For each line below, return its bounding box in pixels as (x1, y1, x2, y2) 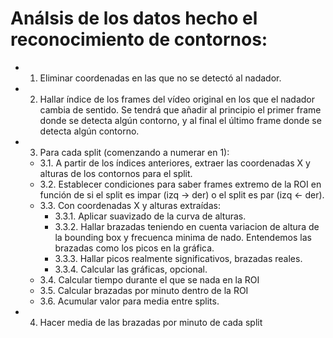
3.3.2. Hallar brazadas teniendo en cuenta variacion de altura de (54, 220, 320, 232)
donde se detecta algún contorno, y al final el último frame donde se (39, 114, 322, 126)
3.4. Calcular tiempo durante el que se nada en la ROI (39, 273, 260, 286)
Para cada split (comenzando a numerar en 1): (39, 146, 230, 158)
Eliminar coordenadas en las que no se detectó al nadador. (39, 72, 282, 84)
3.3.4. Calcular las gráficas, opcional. (54, 263, 208, 275)
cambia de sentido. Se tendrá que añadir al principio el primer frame (39, 103, 322, 116)
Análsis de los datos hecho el (10, 7, 258, 30)
